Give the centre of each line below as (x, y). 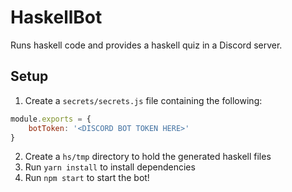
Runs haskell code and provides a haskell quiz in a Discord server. (146, 45)
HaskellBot (56, 17)
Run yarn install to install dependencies (110, 167)
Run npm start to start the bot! (87, 178)
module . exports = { (51, 119)
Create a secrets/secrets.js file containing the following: (143, 100)
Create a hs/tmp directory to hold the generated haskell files (148, 157)
